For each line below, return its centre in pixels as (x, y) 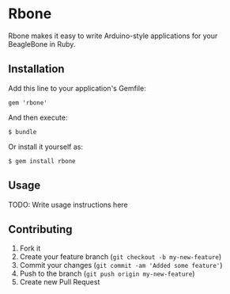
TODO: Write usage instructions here (68, 204)
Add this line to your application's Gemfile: (77, 88)
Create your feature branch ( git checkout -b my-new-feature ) (121, 257)
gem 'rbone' (28, 103)
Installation (36, 69)
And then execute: (38, 117)
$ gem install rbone (42, 161)
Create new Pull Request (60, 282)
